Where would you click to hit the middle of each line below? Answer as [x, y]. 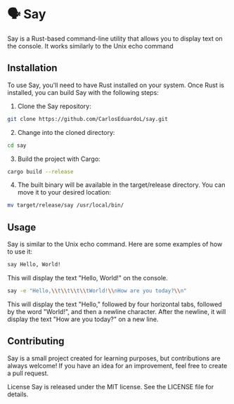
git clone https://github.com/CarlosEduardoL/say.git [88, 119]
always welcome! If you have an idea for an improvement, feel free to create [117, 365]
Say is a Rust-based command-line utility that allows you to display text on [115, 38]
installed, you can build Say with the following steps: [83, 92]
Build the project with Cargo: [59, 159]
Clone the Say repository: [54, 106]
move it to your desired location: [64, 193]
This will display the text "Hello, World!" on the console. [88, 278]
